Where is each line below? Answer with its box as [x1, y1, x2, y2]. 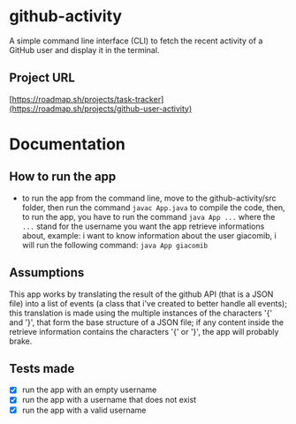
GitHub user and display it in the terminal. [9, 44, 160, 55]
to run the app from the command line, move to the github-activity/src [21, 193, 277, 203]
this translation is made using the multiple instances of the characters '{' [9, 307, 272, 318]
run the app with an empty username [21, 384, 157, 395]
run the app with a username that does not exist [21, 395, 197, 405]
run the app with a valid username [21, 405, 147, 415]
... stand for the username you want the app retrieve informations [21, 221, 265, 231]
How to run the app [9, 170, 117, 185]
